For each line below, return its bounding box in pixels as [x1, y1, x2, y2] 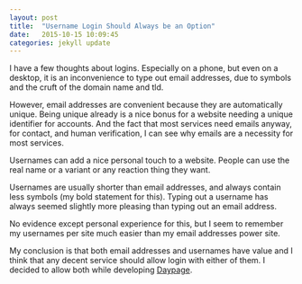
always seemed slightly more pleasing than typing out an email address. [9, 201, 278, 212]
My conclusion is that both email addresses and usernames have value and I [9, 245, 293, 256]
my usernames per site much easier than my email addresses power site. [9, 228, 281, 239]
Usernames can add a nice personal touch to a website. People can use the [9, 155, 290, 166]
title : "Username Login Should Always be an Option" [9, 22, 216, 31]
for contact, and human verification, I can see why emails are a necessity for [9, 128, 294, 139]
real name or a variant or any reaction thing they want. [9, 164, 211, 175]
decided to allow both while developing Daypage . [9, 264, 193, 275]
